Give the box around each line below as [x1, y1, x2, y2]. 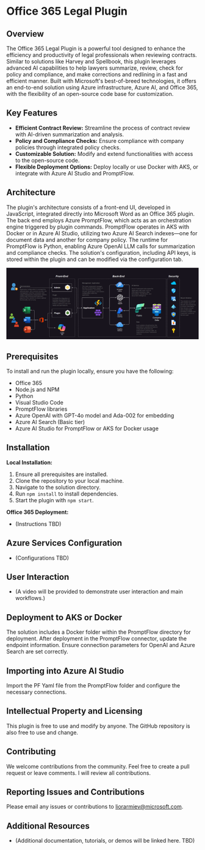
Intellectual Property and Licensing [6, 706, 143, 716]
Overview [6, 29, 45, 39]
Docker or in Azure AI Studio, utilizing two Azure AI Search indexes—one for [6, 229, 198, 236]
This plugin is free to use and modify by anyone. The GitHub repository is [6, 722, 190, 730]
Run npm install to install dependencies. [15, 490, 118, 497]
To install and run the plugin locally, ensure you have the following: [6, 367, 174, 375]
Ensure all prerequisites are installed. [15, 471, 108, 478]
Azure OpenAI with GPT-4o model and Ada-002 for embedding [15, 411, 174, 419]
